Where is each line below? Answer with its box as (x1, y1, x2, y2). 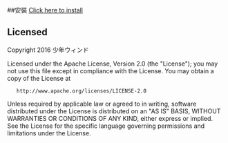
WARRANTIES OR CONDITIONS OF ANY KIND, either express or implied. (7, 114, 213, 122)
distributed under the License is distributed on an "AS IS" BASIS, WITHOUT (7, 106, 221, 115)
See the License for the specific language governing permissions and (7, 122, 205, 130)
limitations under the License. (7, 128, 91, 137)
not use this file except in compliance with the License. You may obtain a (7, 66, 214, 75)
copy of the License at (7, 74, 71, 82)
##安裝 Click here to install (7, 6, 83, 14)
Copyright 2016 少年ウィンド (7, 46, 89, 54)
